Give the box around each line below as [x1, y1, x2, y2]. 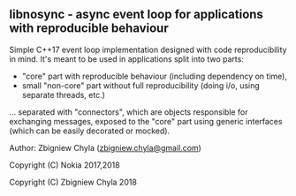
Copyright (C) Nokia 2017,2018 [9, 159, 121, 170]
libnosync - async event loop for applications [9, 7, 263, 22]
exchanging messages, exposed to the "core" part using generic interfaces [9, 116, 283, 126]
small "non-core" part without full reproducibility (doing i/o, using [21, 79, 261, 91]
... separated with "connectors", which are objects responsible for [9, 106, 249, 117]
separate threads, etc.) [21, 89, 106, 100]
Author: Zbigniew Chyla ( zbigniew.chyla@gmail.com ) [9, 142, 201, 153]
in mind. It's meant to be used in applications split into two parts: [9, 53, 245, 64]
